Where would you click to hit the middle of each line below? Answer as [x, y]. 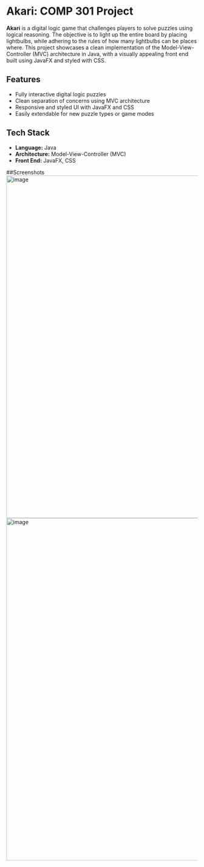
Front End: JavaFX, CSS [45, 160]
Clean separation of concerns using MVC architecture [83, 100]
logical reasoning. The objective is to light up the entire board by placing [97, 34]
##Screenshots [25, 172]
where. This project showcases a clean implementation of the [83, 47]
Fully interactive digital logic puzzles [60, 94]
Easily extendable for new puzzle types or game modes [84, 113]
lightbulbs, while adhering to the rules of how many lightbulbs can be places [102, 41]
